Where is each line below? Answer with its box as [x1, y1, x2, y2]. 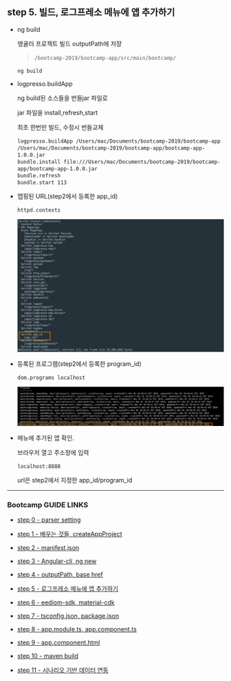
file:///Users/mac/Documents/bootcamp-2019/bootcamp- [63, 158, 221, 165]
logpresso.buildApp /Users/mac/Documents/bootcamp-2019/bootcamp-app [16, 137, 221, 145]
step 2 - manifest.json [16, 544, 80, 552]
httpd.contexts [16, 206, 61, 214]
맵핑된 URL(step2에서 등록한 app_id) [16, 192, 118, 200]
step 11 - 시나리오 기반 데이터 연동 [16, 666, 109, 674]
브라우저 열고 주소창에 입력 [16, 448, 89, 456]
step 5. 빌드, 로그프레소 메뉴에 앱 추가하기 [7, 6, 175, 19]
